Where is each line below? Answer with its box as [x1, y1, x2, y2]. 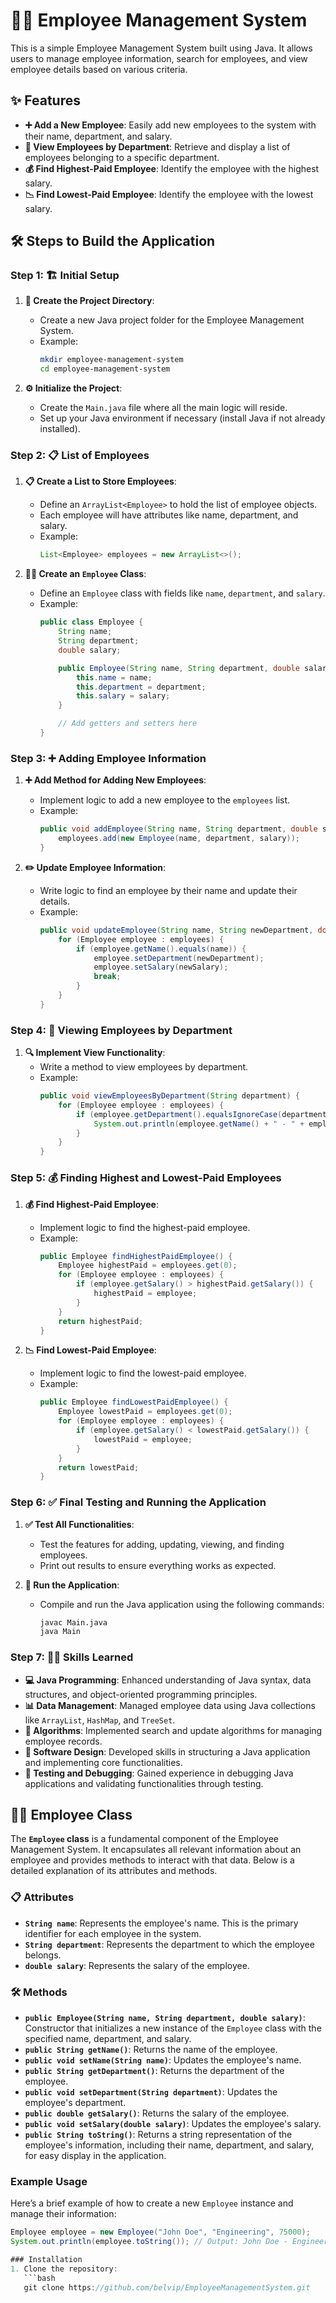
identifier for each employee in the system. [24, 1927, 202, 1939]
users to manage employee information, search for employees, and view [10, 52, 308, 64]
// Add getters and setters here [58, 719, 198, 729]
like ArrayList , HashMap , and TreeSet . [24, 1714, 176, 1726]
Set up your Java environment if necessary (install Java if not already [39, 412, 326, 424]
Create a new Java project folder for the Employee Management [39, 314, 305, 326]
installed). [39, 423, 81, 435]
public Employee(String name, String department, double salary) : [24, 2012, 306, 2023]
